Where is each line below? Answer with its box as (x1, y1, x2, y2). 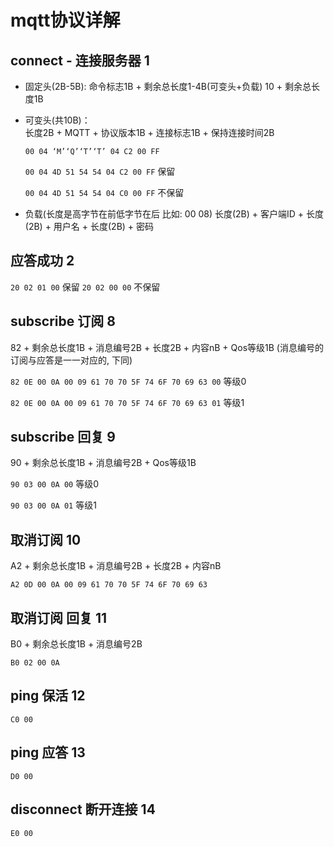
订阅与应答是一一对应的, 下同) (10, 354, 133, 366)
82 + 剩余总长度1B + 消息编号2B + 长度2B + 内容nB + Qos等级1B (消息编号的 (10, 341, 324, 353)
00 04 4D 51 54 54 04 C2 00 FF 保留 (24, 166, 176, 177)
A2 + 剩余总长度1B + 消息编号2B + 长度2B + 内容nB (10, 560, 222, 572)
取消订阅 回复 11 (10, 609, 108, 626)
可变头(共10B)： (24, 114, 91, 126)
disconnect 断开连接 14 (10, 801, 156, 818)
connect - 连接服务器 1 (10, 52, 150, 69)
